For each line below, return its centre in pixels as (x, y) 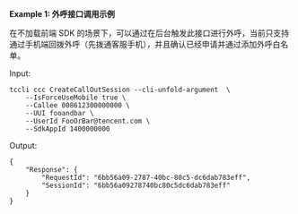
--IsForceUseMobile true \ (76, 98)
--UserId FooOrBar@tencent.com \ (88, 121)
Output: (23, 146)
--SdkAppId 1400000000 (68, 129)
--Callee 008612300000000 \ (78, 106)
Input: (20, 73)
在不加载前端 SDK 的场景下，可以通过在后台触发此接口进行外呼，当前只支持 (149, 33)
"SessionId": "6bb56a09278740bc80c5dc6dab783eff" (136, 185)
